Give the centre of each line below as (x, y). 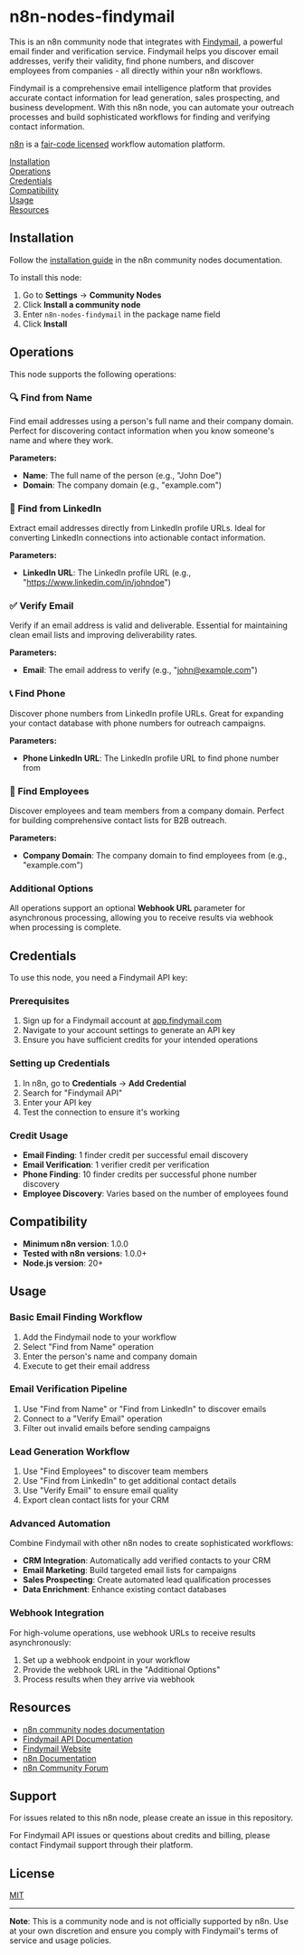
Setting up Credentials (60, 1063)
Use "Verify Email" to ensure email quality (100, 1491)
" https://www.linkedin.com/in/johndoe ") (97, 583)
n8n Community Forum (65, 1768)
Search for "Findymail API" (72, 1093)
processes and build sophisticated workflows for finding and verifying (140, 117)
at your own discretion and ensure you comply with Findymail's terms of (144, 1931)
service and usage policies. (60, 1941)
